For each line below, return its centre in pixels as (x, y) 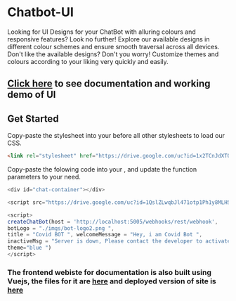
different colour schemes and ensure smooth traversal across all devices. (113, 46)
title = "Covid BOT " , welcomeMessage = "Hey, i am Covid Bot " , (105, 235)
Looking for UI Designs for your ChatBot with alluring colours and (102, 32)
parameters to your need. (44, 177)
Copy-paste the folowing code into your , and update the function (102, 169)
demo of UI (32, 95)
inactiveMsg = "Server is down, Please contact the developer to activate (119, 241)
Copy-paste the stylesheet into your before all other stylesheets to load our (116, 136)
